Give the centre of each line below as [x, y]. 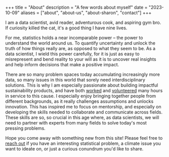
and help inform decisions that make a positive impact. [62, 65]
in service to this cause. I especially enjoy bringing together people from [81, 96]
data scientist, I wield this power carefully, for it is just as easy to [73, 54]
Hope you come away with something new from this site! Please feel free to [84, 138]
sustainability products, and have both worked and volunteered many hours [84, 90]
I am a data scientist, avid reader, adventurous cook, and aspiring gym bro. [83, 23]
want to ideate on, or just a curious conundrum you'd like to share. [74, 149]
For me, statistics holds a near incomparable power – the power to [74, 38]
